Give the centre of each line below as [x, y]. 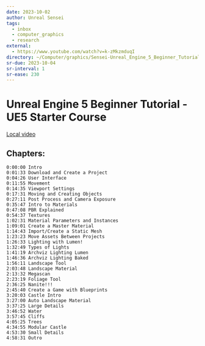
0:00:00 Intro [24, 168]
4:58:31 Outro [24, 338]
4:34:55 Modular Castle [37, 327]
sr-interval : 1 [26, 69]
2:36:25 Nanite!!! [30, 284]
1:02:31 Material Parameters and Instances [63, 221]
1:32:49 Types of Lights [38, 247]
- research [26, 40]
